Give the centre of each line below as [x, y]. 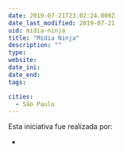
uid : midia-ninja [37, 30]
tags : [17, 82]
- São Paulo [35, 104]
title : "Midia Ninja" [44, 38]
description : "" [35, 45]
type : [17, 53]
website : [23, 60]
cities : [21, 96]
